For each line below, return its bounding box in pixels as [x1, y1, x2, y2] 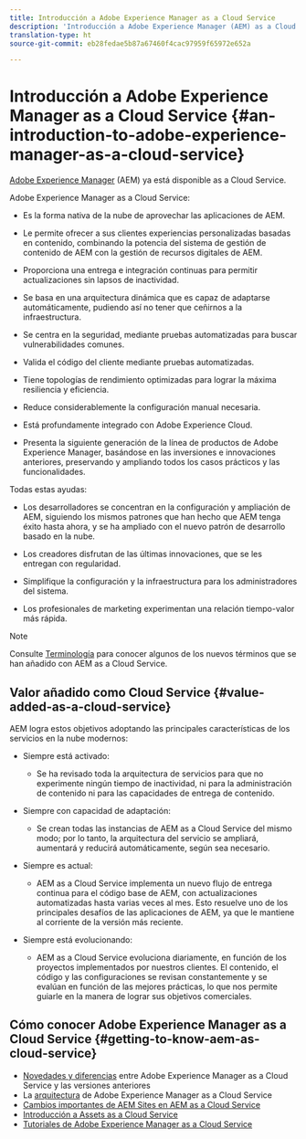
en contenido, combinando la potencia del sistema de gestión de [22, 237, 267, 248]
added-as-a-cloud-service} [9, 699, 172, 714]
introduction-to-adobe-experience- [9, 125, 288, 146]
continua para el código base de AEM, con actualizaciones [36, 888, 258, 898]
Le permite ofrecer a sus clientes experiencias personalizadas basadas [22, 227, 291, 238]
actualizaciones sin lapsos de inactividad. [22, 275, 180, 286]
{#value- [213, 684, 265, 700]
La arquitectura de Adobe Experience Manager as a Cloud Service [22, 1089, 272, 1101]
